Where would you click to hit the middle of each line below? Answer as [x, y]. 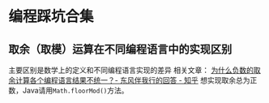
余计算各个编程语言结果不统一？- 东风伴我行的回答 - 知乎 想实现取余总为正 [133, 80]
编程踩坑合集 [51, 17]
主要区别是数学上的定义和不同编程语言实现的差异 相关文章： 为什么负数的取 [134, 70]
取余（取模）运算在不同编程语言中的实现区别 [120, 49]
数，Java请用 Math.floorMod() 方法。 [68, 90]
